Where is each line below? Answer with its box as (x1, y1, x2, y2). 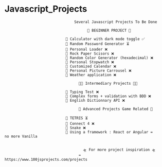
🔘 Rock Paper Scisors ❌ (65, 51, 114, 56)
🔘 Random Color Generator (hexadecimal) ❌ (65, 55, 154, 60)
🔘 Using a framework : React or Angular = (65, 130, 153, 134)
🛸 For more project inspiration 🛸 (83, 147, 156, 152)
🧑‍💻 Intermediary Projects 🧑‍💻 (78, 81, 138, 86)
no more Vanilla (4, 134, 37, 139)
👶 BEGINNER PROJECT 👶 (87, 28, 131, 33)
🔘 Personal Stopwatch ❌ (65, 59, 114, 64)
